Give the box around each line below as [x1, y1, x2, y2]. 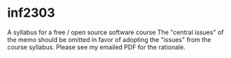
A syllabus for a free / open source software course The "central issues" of [7, 28, 224, 36]
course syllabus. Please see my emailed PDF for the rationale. [7, 43, 185, 51]
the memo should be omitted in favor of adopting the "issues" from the [7, 35, 211, 43]
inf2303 [7, 5, 55, 21]
